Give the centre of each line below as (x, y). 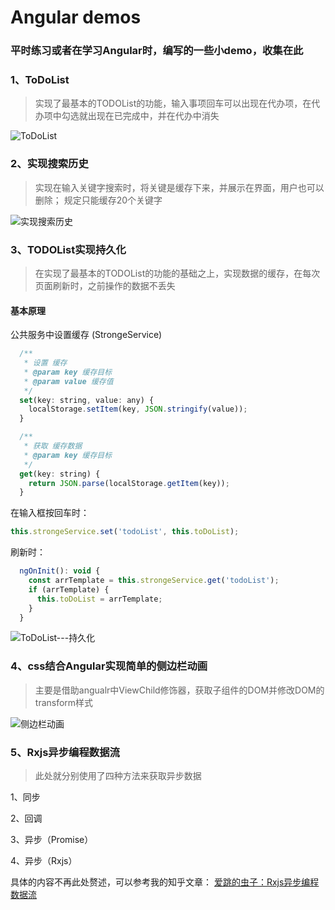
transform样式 (64, 702)
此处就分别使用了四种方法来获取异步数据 (118, 776)
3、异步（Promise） (52, 840)
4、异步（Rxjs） (44, 861)
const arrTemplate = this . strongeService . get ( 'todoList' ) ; (154, 581)
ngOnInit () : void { (60, 571)
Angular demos (76, 17)
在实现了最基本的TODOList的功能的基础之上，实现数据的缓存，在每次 (177, 273)
